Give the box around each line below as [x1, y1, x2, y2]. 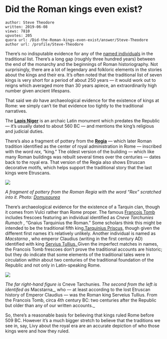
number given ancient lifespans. [5, 87, 71, 93]
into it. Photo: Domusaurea [5, 194, 60, 200]
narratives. [5, 108, 27, 114]
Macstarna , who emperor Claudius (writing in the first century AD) [5, 236, 143, 242]
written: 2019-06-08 [5, 24, 48, 29]
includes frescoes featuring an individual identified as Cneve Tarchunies [5, 214, 154, 220]
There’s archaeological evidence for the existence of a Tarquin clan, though [5, 204, 161, 210]
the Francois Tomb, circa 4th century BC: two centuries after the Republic [5, 297, 157, 303]
